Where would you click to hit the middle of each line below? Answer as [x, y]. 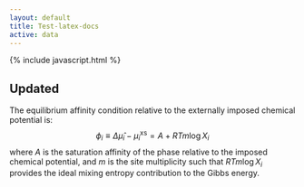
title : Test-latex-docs [54, 26]
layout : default [40, 18]
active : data [34, 34]
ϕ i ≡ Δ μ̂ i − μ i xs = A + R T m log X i [152, 136]
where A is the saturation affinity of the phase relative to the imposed [138, 152]
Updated [34, 88]
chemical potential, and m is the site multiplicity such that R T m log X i [136, 162]
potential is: [31, 120]
